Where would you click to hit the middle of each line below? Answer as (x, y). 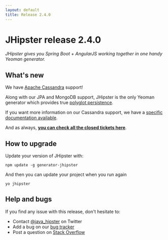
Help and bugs (29, 199)
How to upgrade (31, 143)
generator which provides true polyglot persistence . (59, 102)
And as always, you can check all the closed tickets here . (66, 128)
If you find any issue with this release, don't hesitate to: (63, 212)
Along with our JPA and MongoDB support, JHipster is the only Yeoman (80, 97)
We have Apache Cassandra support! (44, 87)
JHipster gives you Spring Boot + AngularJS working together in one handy (84, 54)
